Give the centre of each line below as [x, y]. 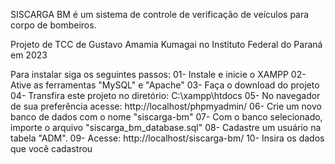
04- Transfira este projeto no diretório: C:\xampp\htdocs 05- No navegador [165, 95]
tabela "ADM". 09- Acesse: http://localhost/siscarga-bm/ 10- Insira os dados [167, 138]
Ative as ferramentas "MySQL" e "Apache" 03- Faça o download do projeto [165, 85]
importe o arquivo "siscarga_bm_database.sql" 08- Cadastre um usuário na [166, 127]
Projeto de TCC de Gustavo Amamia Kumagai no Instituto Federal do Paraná [166, 44]
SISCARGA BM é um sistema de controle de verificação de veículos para [160, 14]
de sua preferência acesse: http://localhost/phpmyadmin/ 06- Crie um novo [166, 106]
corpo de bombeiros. [53, 25]
